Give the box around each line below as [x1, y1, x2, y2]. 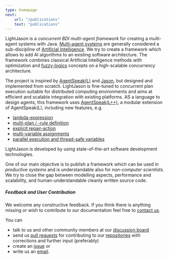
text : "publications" [14, 21, 60, 27]
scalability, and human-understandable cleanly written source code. [5, 177, 147, 183]
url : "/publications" [14, 17, 60, 22]
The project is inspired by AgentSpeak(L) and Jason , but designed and [5, 78, 153, 84]
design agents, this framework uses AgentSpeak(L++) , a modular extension [5, 100, 163, 106]
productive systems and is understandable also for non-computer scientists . [5, 167, 164, 173]
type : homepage [5, 7, 37, 13]
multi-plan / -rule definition [12, 120, 69, 126]
